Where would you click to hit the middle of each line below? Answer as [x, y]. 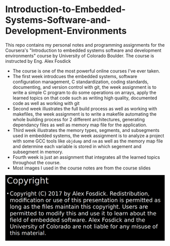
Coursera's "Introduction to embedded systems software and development [83, 50]
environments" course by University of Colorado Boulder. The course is [80, 56]
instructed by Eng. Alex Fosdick [38, 61]
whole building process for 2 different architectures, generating [79, 119]
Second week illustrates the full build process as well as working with [85, 109]
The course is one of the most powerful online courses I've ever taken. [86, 71]
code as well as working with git [46, 103]
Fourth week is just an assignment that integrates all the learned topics [86, 157]
